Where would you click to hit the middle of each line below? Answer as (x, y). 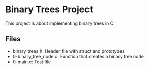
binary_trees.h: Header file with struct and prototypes (68, 51)
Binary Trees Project (49, 9)
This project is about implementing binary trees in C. (60, 23)
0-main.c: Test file (32, 62)
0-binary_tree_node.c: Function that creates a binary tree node (78, 56)
